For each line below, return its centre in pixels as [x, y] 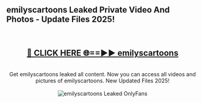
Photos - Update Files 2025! [61, 20]
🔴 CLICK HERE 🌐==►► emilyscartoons [103, 53]
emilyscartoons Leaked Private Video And [88, 10]
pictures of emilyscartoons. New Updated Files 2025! [103, 81]
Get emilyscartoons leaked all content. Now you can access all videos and [103, 74]
